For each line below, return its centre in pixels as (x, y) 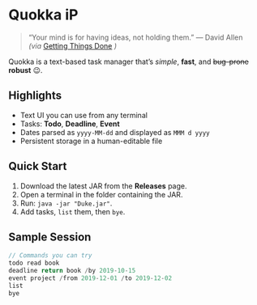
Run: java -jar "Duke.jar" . (66, 203)
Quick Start (38, 166)
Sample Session (50, 237)
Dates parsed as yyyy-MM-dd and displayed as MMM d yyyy (115, 132)
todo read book (34, 263)
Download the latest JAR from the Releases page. (103, 186)
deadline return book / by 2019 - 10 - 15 (72, 271)
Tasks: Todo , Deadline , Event (70, 124)
